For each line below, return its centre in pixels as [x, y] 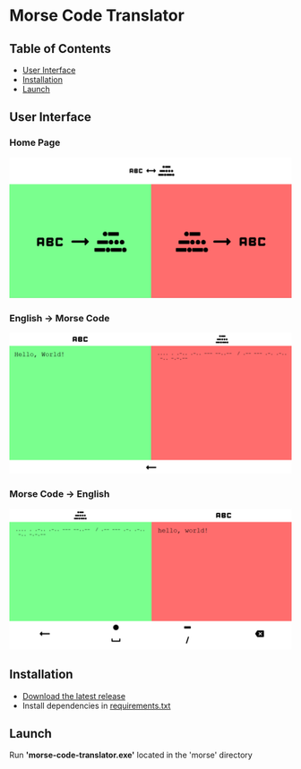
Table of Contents [60, 49]
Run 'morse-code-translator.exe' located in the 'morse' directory [131, 755]
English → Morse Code [60, 319]
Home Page [35, 142]
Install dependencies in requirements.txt [96, 705]
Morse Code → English [60, 494]
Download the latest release [74, 696]
